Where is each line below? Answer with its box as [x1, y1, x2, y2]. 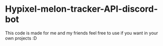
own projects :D [5, 35, 37, 41]
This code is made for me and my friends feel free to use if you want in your [5, 30, 158, 36]
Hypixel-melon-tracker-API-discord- [5, 3, 158, 15]
